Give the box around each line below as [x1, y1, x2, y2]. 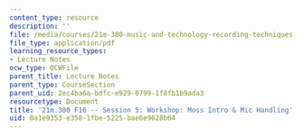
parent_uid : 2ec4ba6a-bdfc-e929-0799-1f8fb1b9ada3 [9, 88, 204, 97]
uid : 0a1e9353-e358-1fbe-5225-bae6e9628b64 [9, 114, 176, 123]
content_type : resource [9, 13, 100, 23]
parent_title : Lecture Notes [9, 72, 119, 81]
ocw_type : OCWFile [9, 64, 79, 73]
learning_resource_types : [9, 47, 107, 56]
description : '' [9, 22, 71, 31]
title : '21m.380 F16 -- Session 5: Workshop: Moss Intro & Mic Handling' [9, 105, 294, 114]
